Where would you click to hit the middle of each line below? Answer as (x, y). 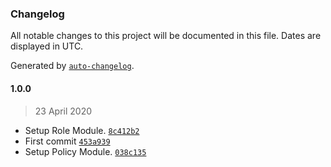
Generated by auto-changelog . (72, 66)
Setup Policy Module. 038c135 (85, 151)
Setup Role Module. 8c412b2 (82, 130)
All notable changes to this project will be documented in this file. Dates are (166, 36)
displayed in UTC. (47, 46)
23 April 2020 (63, 111)
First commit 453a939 (67, 141)
